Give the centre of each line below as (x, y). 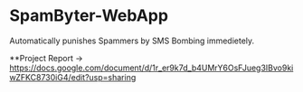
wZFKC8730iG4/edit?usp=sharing (73, 77)
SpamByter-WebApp (89, 16)
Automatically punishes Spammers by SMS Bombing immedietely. (132, 41)
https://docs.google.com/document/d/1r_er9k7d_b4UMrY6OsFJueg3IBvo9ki (151, 68)
